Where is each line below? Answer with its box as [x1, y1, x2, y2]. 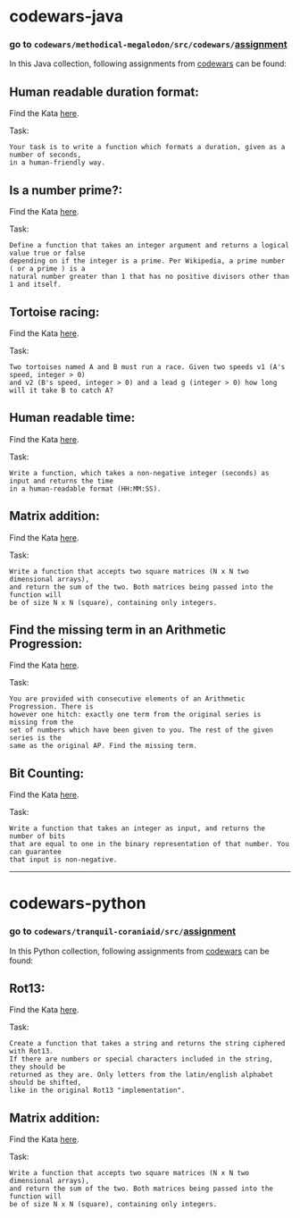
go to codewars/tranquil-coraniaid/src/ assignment [9, 925, 237, 937]
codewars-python [9, 894, 146, 913]
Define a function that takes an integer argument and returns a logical [9, 241, 290, 250]
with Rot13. [9, 1047, 54, 1056]
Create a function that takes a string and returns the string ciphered [9, 1039, 286, 1048]
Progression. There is [9, 702, 94, 711]
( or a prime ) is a [9, 265, 87, 273]
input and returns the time [9, 476, 114, 485]
